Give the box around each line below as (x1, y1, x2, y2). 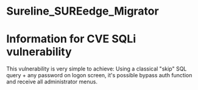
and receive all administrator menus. (6, 78, 97, 86)
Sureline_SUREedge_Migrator (6, 4, 160, 18)
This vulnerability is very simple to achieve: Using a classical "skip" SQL (6, 65, 187, 72)
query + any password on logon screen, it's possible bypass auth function (6, 72, 193, 79)
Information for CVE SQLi (6, 32, 136, 46)
